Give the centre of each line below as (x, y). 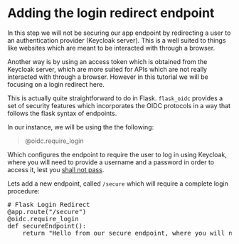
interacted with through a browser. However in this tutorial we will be (108, 77)
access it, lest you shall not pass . (56, 169)
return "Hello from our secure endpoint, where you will (124, 233)
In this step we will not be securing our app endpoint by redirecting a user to (119, 33)
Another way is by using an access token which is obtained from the (107, 61)
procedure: (24, 191)
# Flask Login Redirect (49, 205)
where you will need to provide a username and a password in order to (111, 162)
